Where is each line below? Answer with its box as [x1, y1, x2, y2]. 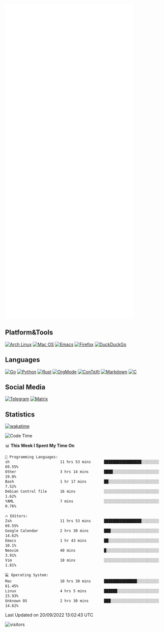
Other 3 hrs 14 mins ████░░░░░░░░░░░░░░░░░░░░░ [5, 469, 160, 475]
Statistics [5, 410, 35, 419]
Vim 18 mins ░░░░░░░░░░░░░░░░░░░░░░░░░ [5, 558, 160, 563]
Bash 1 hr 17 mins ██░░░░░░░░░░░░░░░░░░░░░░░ [5, 479, 160, 484]
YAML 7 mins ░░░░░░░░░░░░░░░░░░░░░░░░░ [5, 499, 160, 504]
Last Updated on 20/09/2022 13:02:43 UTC [5, 612, 93, 618]
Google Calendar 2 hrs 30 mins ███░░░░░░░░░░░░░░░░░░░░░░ [5, 528, 160, 534]
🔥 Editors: [5, 513, 28, 519]
